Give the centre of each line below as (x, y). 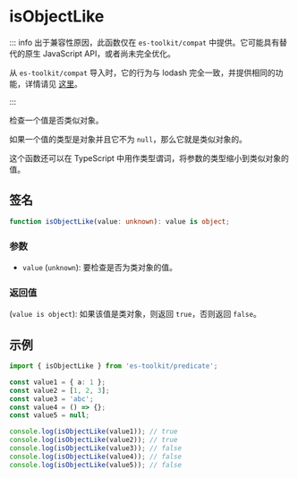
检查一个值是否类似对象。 (56, 120)
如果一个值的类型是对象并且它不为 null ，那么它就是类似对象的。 (128, 139)
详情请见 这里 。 (53, 83)
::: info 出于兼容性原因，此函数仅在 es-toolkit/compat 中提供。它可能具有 (145, 42)
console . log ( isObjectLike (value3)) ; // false (95, 448)
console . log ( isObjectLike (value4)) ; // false (95, 457)
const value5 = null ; (50, 415)
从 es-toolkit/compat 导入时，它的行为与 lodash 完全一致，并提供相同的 (142, 73)
